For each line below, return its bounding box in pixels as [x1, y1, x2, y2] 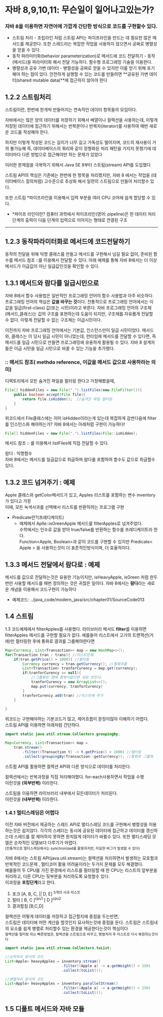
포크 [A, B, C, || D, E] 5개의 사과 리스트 [12, 890, 81, 897]
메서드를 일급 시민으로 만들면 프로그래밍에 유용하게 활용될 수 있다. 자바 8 [5, 339, 142, 345]
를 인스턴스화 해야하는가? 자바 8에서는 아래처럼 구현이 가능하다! [5, 421, 125, 427]
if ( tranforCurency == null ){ [22, 670, 81, 675]
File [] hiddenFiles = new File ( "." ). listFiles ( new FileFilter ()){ [5, 388, 142, 393]
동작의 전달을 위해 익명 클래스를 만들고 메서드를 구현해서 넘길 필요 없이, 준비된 [5, 251, 153, 257]
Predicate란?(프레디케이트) [12, 515, 65, 520]
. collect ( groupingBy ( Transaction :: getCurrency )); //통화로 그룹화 [22, 754, 154, 759]
